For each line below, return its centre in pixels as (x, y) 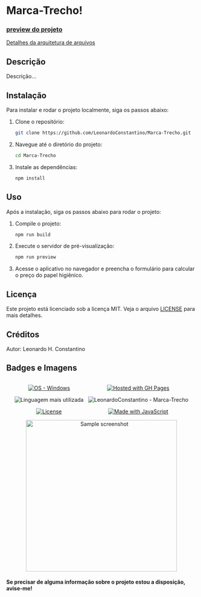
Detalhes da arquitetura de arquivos (51, 42)
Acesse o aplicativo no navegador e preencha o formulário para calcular (105, 269)
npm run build (33, 235)
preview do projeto (34, 30)
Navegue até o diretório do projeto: (59, 144)
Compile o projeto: (38, 223)
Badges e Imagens (42, 368)
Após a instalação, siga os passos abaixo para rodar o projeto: (84, 212)
